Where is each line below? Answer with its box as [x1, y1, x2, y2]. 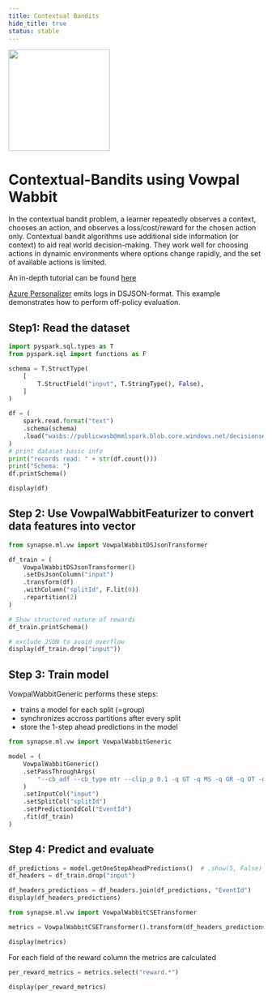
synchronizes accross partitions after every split [19, 714, 181, 723]
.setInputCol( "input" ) [23, 790, 100, 799]
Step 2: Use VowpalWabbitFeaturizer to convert [8, 507, 254, 521]
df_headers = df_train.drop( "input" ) [8, 872, 136, 880]
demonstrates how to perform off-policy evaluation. [8, 298, 181, 307]
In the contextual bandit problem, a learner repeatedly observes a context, [8, 214, 257, 224]
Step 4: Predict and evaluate [8, 843, 155, 856]
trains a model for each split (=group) [19, 705, 146, 714]
